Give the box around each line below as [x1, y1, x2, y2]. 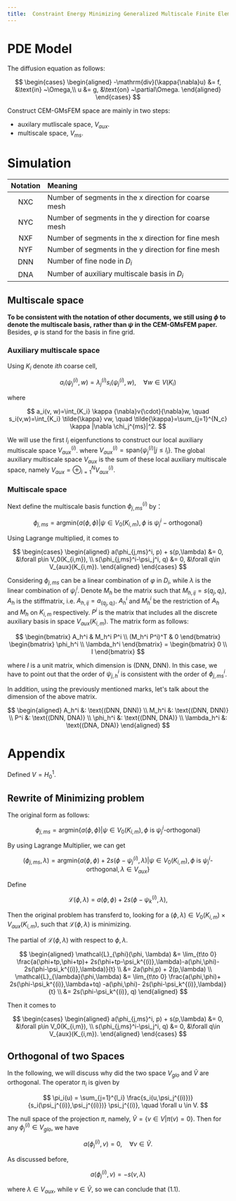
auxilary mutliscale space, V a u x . [17, 120, 110, 130]
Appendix [7, 746, 65, 761]
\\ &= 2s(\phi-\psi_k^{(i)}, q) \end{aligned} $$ [57, 988, 188, 996]
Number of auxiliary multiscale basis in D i [47, 269, 184, 280]
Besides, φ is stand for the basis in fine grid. [7, 328, 136, 337]
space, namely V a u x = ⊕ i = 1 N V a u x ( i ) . [7, 464, 116, 475]
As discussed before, [7, 1155, 69, 1163]
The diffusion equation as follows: [7, 64, 105, 73]
